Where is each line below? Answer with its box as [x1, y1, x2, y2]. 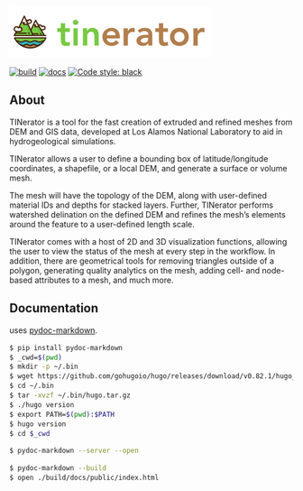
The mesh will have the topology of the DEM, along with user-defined [9, 190, 268, 200]
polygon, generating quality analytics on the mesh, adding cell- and [9, 264, 261, 275]
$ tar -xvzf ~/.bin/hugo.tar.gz [9, 391, 131, 400]
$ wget [9, 372, 34, 381]
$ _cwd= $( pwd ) [9, 353, 63, 362]
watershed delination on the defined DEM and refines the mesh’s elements [9, 208, 286, 219]
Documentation [9, 301, 99, 316]
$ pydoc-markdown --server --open [9, 446, 140, 456]
